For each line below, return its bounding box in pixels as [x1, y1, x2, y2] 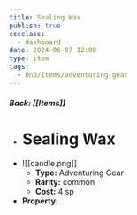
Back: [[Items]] [9, 98, 66, 109]
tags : [9, 63, 29, 72]
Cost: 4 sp [34, 187, 75, 197]
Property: [21, 196, 59, 206]
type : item [9, 54, 49, 63]
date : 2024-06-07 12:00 [9, 46, 97, 55]
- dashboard [17, 37, 62, 47]
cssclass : [9, 29, 46, 38]
